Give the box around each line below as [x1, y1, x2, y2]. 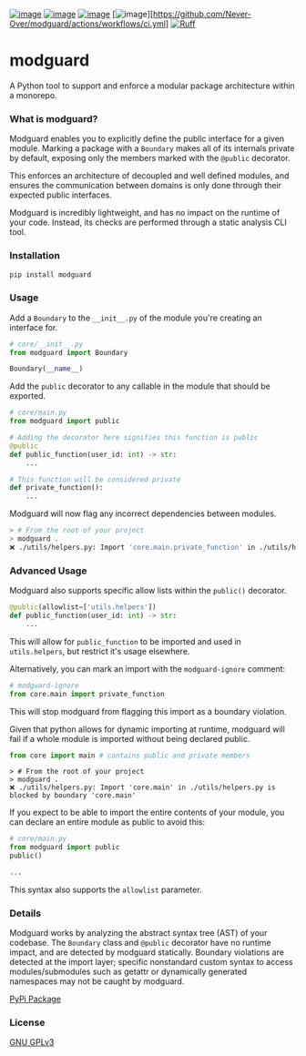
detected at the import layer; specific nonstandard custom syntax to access [9, 957, 293, 968]
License [9, 1016, 46, 1029]
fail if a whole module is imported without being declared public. [9, 733, 250, 744]
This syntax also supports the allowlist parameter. [9, 884, 202, 895]
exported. [9, 391, 46, 401]
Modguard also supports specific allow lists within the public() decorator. [9, 585, 287, 596]
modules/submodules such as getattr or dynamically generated [9, 966, 248, 978]
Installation [9, 249, 61, 262]
